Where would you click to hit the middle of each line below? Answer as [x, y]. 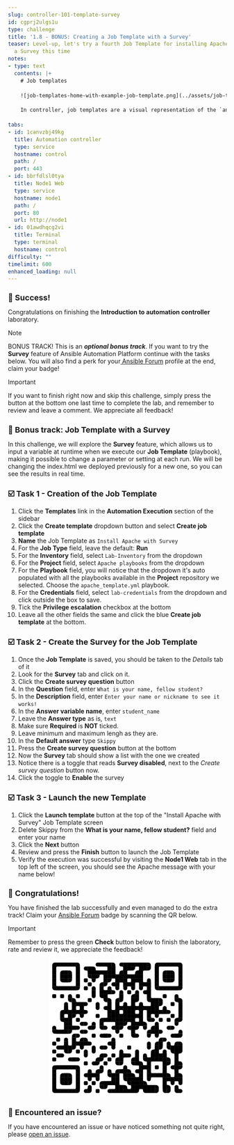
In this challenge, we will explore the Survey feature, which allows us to [110, 444]
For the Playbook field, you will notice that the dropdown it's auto [111, 570]
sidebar [29, 518]
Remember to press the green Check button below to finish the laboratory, [115, 942]
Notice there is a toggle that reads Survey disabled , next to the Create [119, 763]
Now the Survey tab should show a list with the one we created [109, 755]
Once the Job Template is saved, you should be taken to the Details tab [120, 659]
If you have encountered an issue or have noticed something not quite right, [116, 1126]
